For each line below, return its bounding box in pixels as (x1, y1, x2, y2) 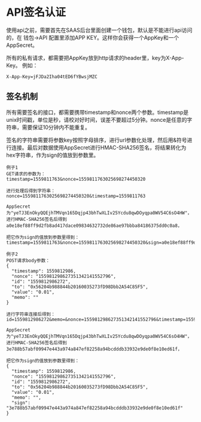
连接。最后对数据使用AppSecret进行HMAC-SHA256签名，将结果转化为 (11, 143, 187, 151)
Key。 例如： (6, 61, 38, 69)
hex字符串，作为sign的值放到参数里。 (6, 151, 99, 158)
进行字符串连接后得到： (6, 311, 56, 317)
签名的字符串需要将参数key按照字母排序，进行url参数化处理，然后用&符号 (6, 136, 187, 143)
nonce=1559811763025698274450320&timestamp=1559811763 (6, 193, 146, 199)
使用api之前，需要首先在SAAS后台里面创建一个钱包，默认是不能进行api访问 (6, 26, 193, 34)
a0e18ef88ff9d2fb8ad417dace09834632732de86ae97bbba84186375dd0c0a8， (6, 223, 182, 229)
